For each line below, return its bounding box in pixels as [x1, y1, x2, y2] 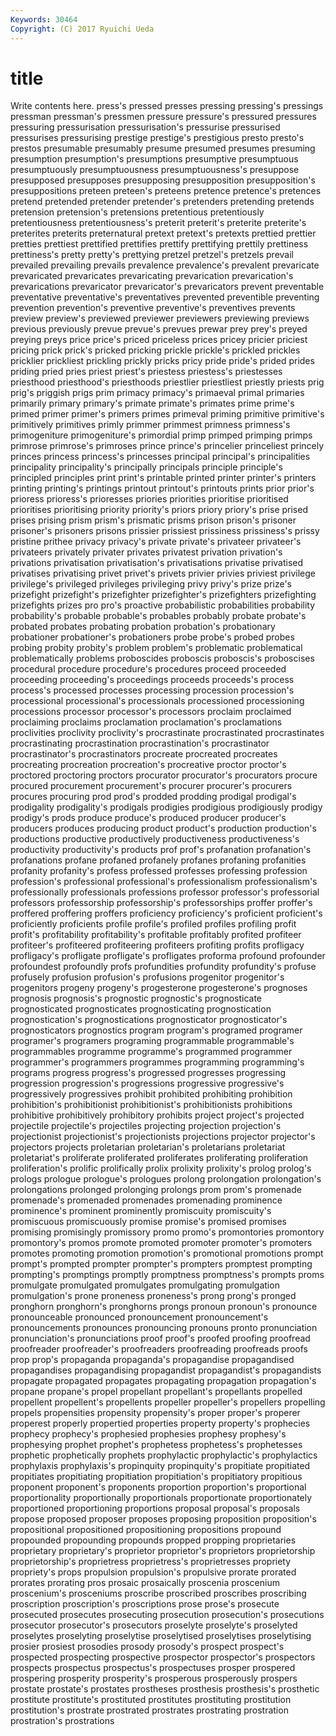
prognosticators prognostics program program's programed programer [10, 1024, 303, 1036]
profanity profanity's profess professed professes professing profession [10, 865, 308, 877]
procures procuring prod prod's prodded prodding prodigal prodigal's [10, 791, 297, 803]
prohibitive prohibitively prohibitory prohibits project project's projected [10, 1109, 305, 1121]
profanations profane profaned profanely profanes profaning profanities [10, 854, 307, 866]
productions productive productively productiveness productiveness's [10, 833, 300, 845]
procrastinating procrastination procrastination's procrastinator [10, 737, 270, 750]
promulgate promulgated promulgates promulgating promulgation [10, 1279, 280, 1291]
